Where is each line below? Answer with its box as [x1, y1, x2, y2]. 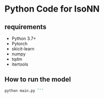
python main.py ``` [4, 88, 44, 93]
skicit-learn [11, 46, 35, 51]
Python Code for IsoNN [4, 3, 100, 15]
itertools [11, 62, 29, 67]
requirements [4, 23, 47, 31]
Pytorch [11, 41, 28, 47]
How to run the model [4, 75, 71, 83]
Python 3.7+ [11, 35, 36, 41]
